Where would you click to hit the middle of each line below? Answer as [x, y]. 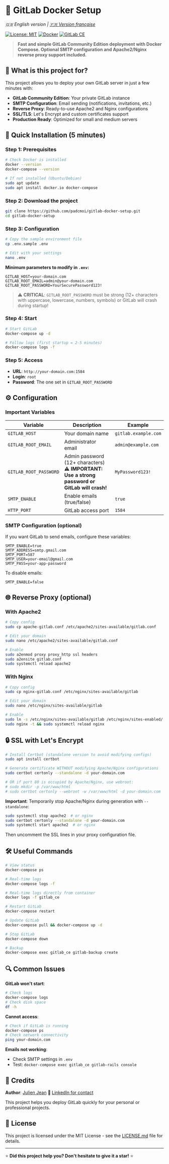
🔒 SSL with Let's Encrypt [45, 740]
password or [80, 482]
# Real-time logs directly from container [50, 893]
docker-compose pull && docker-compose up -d [54, 925]
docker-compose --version [32, 169]
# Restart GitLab [23, 907]
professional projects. [28, 1108]
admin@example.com [137, 445]
